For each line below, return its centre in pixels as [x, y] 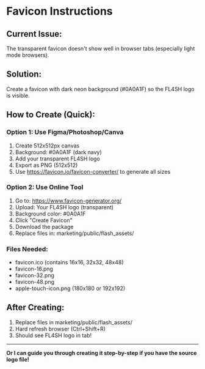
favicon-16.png [34, 269]
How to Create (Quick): [51, 115]
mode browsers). [28, 55]
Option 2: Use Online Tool [45, 187]
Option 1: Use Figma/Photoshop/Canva [65, 132]
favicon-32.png [35, 275]
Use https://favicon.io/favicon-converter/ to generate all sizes [93, 171]
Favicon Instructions [59, 11]
